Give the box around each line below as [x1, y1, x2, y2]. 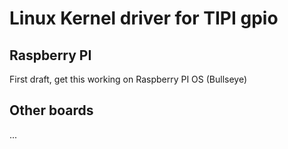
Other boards [9, 102, 94, 119]
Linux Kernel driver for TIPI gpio [9, 7, 279, 30]
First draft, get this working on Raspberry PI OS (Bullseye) [9, 73, 248, 85]
